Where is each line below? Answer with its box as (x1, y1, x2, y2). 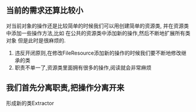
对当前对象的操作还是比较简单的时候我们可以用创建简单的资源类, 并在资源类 (6, 22, 189, 29)
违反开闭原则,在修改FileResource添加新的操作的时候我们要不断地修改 (14, 49, 182, 56)
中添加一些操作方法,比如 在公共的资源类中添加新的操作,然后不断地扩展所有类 (6, 29, 191, 36)
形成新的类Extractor (6, 99, 55, 107)
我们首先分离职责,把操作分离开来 (6, 83, 125, 93)
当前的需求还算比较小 (6, 5, 83, 16)
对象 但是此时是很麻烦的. (6, 37, 66, 44)
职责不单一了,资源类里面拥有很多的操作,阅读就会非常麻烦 (14, 64, 151, 71)
